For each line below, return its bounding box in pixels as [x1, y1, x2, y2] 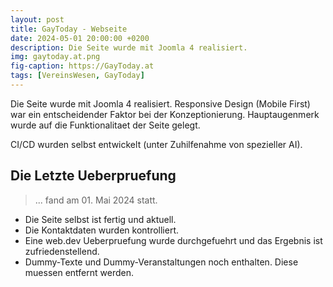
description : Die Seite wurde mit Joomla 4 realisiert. [10, 42, 248, 53]
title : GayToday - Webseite [10, 24, 128, 34]
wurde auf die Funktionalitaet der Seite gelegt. [10, 119, 201, 131]
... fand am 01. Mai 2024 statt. [34, 194, 158, 206]
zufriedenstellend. [24, 245, 100, 257]
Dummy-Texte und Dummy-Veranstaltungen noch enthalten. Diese [24, 256, 299, 268]
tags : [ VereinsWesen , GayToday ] [10, 71, 145, 81]
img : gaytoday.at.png [10, 52, 101, 62]
